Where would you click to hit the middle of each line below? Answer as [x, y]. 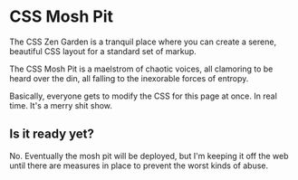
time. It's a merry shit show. [61, 105]
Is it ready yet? [52, 134]
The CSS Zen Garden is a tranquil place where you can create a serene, [143, 42]
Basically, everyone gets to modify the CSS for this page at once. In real [144, 96]
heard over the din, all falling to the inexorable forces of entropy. [129, 78]
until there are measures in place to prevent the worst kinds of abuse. [139, 166]
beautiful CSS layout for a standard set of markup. [103, 51]
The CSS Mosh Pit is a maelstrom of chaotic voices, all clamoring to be [141, 69]
